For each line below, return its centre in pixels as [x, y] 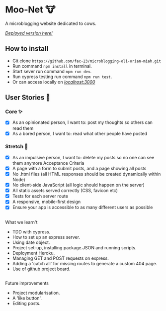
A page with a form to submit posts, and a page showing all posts [79, 168]
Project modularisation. [36, 293]
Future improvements [27, 283]
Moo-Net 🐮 [30, 10]
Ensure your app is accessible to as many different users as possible [83, 207]
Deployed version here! [29, 33]
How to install [27, 49]
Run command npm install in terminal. [52, 66]
